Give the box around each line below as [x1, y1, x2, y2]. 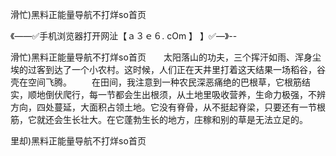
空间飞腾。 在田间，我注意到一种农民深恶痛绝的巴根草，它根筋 [27, 76, 302, 88]
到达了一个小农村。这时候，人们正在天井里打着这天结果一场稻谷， [44, 64, 317, 75]
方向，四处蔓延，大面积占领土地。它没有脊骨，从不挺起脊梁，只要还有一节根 [10, 101, 326, 113]
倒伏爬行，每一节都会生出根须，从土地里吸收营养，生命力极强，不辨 [44, 89, 326, 100]
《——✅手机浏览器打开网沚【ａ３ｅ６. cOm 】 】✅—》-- [10, 30, 238, 42]
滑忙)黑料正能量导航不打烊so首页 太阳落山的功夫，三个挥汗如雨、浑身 [10, 51, 313, 63]
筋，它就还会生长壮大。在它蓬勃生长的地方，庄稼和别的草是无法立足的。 [10, 114, 308, 125]
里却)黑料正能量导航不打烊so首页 [10, 135, 147, 147]
